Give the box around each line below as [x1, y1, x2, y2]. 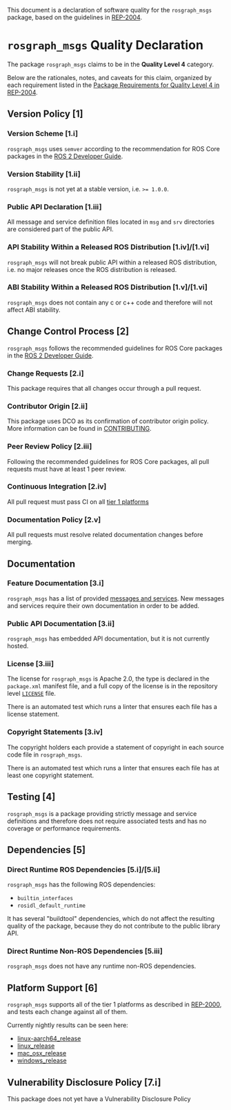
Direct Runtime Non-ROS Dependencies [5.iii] [7, 946, 163, 956]
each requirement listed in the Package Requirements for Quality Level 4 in [7, 81, 220, 89]
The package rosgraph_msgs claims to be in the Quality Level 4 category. [7, 60, 214, 68]
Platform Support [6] [7, 982, 98, 993]
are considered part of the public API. [7, 225, 114, 233]
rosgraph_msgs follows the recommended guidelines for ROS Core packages [7, 344, 223, 352]
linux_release [17, 1042, 55, 1050]
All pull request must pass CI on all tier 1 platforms [7, 497, 150, 506]
